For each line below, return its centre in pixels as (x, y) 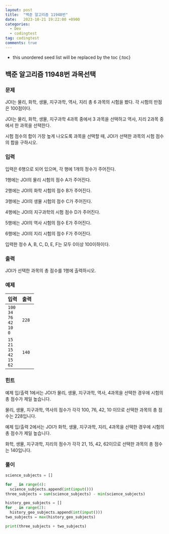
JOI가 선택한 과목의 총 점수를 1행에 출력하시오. (51, 271)
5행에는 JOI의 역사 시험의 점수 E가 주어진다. (48, 223)
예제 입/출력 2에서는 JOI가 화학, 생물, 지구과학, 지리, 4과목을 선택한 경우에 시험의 (85, 427)
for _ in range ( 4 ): (26, 484)
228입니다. (25, 416)
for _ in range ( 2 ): (26, 508)
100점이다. (21, 108)
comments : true (21, 43)
